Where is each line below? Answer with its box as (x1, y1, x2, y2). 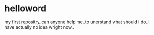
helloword (4, 3, 47, 14)
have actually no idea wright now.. (4, 24, 75, 30)
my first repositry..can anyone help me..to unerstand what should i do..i (4, 19, 150, 25)
